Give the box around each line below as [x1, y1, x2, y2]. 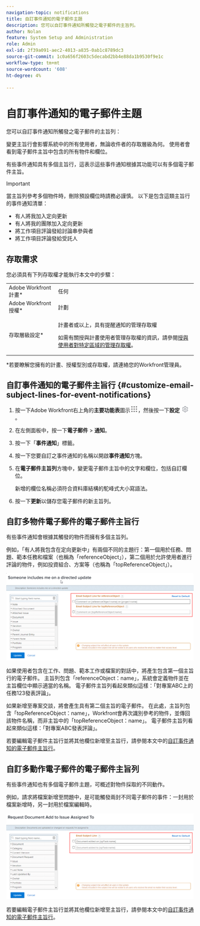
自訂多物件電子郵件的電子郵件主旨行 [6, 516, 139, 527]
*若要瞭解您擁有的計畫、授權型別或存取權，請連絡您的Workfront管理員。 [6, 361, 185, 368]
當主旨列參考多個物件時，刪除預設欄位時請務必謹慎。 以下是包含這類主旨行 [6, 193, 190, 200]
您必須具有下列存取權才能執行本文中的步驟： [6, 271, 116, 278]
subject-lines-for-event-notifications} [6, 390, 152, 400]
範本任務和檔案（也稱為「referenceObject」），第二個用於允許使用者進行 [16, 553, 192, 560]
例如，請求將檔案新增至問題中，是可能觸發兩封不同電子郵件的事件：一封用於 [6, 793, 194, 800]
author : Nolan [6, 29, 42, 35]
